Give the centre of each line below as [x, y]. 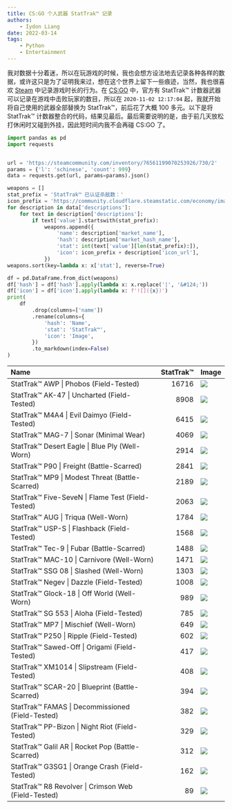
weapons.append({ [69, 227]
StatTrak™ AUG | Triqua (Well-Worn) [70, 517]
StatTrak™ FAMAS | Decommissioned [70, 707]
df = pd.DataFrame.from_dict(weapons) [63, 278]
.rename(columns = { [58, 317]
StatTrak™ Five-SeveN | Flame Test [68, 497]
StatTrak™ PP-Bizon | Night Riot [62, 727]
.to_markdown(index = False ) [71, 349]
